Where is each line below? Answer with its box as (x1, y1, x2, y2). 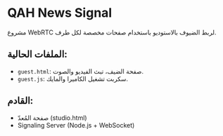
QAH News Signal (7, 5, 113, 21)
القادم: (7, 95, 34, 107)
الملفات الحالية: (7, 48, 68, 60)
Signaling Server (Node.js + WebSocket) (17, 121, 135, 129)
